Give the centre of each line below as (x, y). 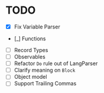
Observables (30, 57)
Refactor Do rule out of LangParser (56, 63)
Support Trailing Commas (45, 84)
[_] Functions (30, 39)
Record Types (31, 50)
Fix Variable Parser (37, 27)
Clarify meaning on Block (45, 70)
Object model (30, 77)
